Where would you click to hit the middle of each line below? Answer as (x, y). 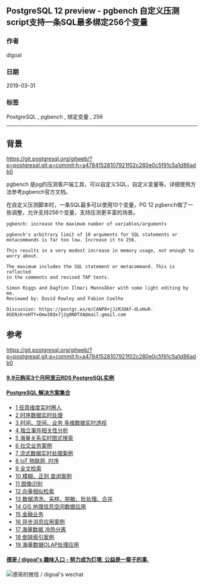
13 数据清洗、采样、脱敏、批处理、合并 (64, 499)
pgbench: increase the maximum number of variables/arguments (87, 224)
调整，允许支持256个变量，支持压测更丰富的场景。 (75, 213)
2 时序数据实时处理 (39, 415)
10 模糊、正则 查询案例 (43, 476)
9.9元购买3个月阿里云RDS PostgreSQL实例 (60, 377)
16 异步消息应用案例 (40, 522)
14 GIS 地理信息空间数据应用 (50, 506)
